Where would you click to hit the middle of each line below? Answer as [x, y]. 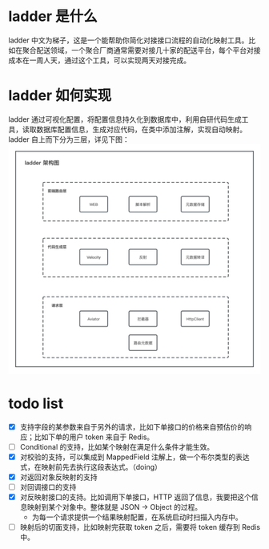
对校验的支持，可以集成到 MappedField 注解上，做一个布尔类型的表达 [134, 457]
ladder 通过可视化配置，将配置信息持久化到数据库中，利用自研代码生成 [125, 119]
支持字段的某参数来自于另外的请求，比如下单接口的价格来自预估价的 [132, 426]
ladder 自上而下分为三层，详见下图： [69, 139]
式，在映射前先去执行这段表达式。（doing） [91, 466]
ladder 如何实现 [60, 96]
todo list [36, 404]
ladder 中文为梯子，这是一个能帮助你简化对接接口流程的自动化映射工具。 [128, 40]
